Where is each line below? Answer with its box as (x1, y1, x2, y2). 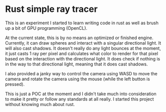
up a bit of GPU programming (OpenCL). (5, 25, 88, 31)
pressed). (5, 81, 25, 87)
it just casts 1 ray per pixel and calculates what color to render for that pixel (5, 51, 159, 56)
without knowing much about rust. (5, 101, 75, 107)
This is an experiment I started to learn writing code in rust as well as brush (5, 20, 159, 26)
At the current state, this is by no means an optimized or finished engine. (5, 35, 154, 41)
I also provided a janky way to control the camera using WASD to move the (5, 70, 158, 76)
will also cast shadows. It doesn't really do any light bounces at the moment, (5, 45, 161, 51)
